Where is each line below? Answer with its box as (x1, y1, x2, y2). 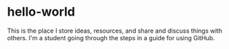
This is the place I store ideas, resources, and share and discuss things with (7, 27, 223, 35)
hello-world (7, 4, 76, 20)
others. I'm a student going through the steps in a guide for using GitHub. (7, 33, 215, 42)
